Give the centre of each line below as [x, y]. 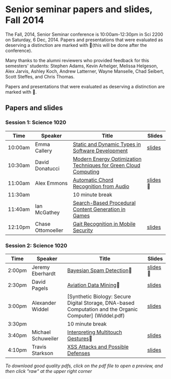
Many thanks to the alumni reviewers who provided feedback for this [77, 60]
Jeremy [41, 267]
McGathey [47, 212]
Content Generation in [99, 209]
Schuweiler [45, 338]
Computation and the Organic [103, 309]
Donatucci [47, 168]
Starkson [42, 353]
